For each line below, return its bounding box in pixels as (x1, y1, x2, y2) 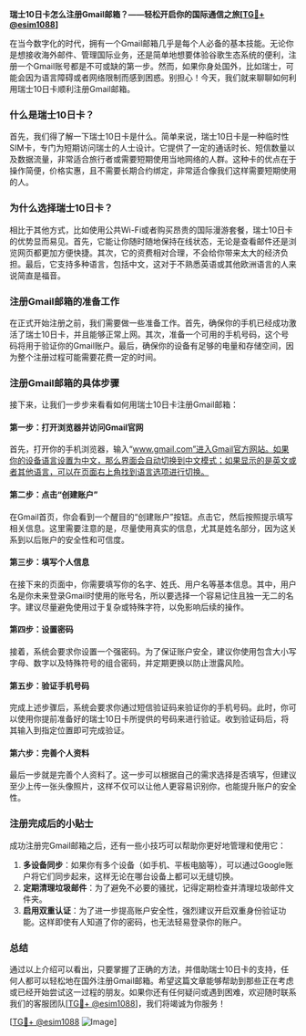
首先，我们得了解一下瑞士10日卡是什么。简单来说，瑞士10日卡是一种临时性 (9, 131, 290, 142)
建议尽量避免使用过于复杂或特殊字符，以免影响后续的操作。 (25, 602, 249, 612)
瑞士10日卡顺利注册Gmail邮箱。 (16, 84, 135, 94)
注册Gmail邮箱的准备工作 (9, 295, 120, 308)
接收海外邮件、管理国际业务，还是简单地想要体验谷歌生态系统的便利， (25, 49, 289, 60)
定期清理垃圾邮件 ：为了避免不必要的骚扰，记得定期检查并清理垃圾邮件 (22, 882, 287, 893)
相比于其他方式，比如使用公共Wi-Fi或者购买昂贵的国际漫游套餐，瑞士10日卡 (9, 224, 293, 235)
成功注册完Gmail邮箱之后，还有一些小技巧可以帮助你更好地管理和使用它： (9, 840, 287, 851)
